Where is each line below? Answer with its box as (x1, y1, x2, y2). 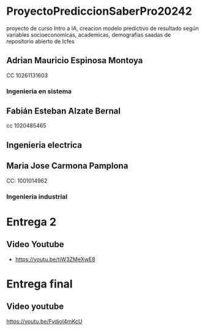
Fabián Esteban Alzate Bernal (6, 106, 121, 116)
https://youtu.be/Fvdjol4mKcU (6, 318, 83, 325)
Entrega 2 (6, 215, 57, 229)
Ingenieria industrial (6, 192, 68, 200)
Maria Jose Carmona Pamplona (6, 161, 129, 171)
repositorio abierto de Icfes (6, 37, 75, 45)
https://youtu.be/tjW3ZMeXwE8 (15, 256, 96, 263)
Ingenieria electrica (6, 140, 83, 150)
